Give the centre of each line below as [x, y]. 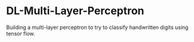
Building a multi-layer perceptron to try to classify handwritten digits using [98, 27]
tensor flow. [21, 33]
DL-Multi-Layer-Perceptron [75, 11]
